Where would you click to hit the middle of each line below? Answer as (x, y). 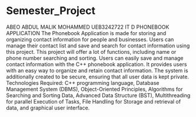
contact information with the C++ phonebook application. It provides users (97, 64)
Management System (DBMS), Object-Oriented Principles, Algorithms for (94, 89)
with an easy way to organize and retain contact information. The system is (97, 70)
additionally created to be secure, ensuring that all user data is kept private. (98, 77)
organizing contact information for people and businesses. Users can (90, 39)
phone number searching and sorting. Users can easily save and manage (95, 58)
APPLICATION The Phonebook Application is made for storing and (86, 33)
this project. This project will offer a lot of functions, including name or (91, 51)
